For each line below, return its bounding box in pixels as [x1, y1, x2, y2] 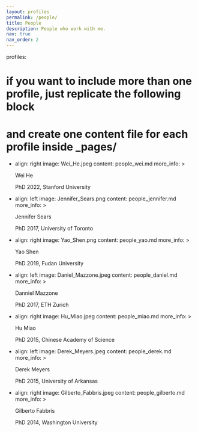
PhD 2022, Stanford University [14, 184, 91, 191]
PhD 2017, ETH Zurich [14, 301, 69, 309]
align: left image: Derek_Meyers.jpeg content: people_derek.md [14, 348, 172, 355]
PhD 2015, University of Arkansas [14, 377, 98, 385]
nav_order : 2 [6, 37, 39, 43]
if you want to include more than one [6, 75, 192, 88]
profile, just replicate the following [6, 87, 181, 101]
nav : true [6, 31, 31, 37]
